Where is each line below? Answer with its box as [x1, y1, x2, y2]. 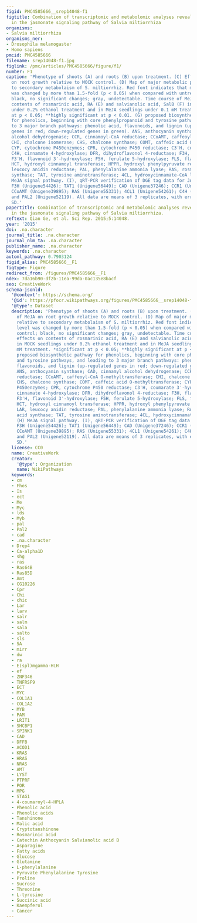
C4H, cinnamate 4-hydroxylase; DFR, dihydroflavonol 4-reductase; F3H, [11, 150, 191, 156]
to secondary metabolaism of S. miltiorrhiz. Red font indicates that [11, 85, 188, 91]
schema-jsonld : [6, 287, 43, 293]
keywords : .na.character [6, 249, 67, 254]
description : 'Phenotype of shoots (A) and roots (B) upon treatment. [11, 308, 188, 314]
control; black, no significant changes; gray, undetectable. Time [16, 330, 185, 336]
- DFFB [11, 739, 28, 745]
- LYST [11, 772, 28, 778]
